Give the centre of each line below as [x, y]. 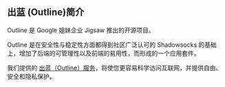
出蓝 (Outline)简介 [46, 12]
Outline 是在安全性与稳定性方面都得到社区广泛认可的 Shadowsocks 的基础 [112, 45]
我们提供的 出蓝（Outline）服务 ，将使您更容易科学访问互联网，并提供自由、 [115, 68]
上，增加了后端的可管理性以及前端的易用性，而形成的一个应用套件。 [104, 53]
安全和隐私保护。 [31, 76]
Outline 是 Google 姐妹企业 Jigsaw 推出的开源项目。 [81, 30]
